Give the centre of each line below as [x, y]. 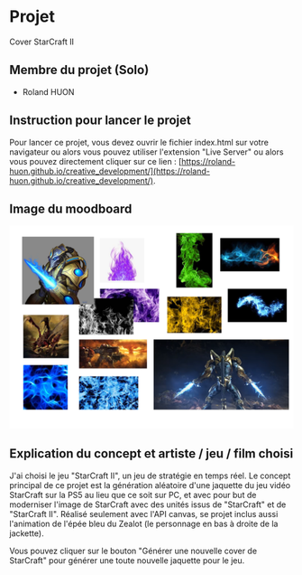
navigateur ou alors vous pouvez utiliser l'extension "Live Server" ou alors [146, 152]
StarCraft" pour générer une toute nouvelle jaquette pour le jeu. [127, 560]
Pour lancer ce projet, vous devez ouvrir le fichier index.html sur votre [139, 142]
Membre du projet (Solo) [79, 70]
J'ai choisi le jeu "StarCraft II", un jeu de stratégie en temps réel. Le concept [150, 476]
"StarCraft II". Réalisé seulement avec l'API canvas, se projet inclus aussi [144, 514]
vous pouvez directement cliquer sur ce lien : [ [96, 161]
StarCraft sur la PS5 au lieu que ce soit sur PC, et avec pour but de [133, 495]
